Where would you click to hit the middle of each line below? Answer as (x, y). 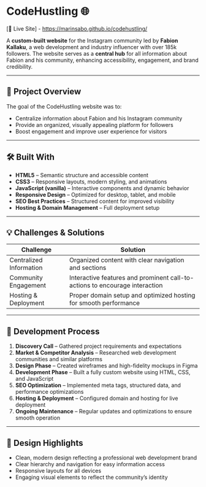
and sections (88, 268)
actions (80, 285)
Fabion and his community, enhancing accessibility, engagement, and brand (103, 60)
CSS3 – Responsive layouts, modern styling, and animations (91, 182)
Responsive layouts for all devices (58, 471)
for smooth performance (105, 303)
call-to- (182, 278)
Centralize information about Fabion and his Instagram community (99, 118)
